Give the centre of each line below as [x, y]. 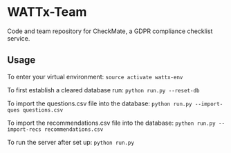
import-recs [24, 129]
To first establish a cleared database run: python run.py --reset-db [103, 90]
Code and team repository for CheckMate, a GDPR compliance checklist [110, 31]
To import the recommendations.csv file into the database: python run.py [111, 123]
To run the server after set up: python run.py [71, 142]
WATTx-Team [47, 12]
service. [19, 38]
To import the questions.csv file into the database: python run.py [100, 103]
